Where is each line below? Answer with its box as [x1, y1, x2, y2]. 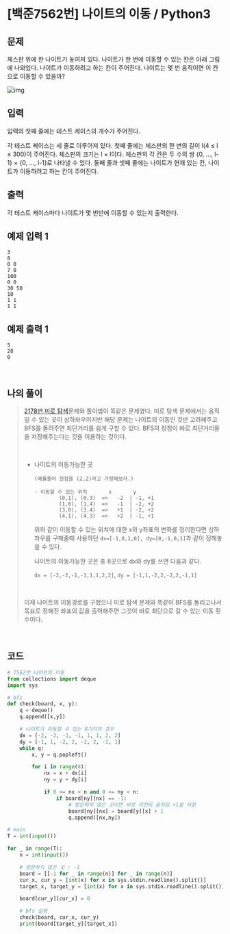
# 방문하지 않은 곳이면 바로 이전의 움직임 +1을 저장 [68, 801, 196, 808]
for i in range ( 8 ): [31, 763, 88, 770]
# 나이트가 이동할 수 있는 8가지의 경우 [19, 726, 115, 733]
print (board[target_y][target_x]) [19, 920, 118, 927]
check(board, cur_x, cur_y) [19, 914, 99, 921]
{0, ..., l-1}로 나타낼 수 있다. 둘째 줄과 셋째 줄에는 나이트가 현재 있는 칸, [19, 158, 207, 166]
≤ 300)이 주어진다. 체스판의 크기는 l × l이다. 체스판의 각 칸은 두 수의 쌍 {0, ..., [7, 150, 214, 158]
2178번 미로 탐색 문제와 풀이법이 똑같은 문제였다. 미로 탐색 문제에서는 [23, 407, 207, 415]
